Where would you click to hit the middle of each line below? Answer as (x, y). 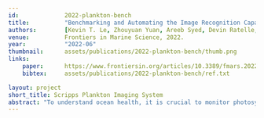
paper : (33, 66)
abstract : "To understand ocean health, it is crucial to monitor (119, 102)
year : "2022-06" (52, 45)
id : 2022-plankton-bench (70, 15)
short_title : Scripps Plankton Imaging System (86, 95)
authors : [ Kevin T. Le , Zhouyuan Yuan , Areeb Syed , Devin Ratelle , (133, 30)
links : (19, 59)
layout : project (35, 88)
